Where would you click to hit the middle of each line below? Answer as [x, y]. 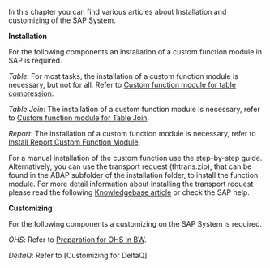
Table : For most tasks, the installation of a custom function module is [124, 76]
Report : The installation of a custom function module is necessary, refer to [133, 134]
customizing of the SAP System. [62, 20]
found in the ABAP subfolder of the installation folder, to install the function [133, 175]
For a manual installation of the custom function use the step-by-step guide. [135, 158]
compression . [31, 93]
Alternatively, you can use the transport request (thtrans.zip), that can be [130, 166]
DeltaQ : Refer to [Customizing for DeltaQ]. [79, 255]
